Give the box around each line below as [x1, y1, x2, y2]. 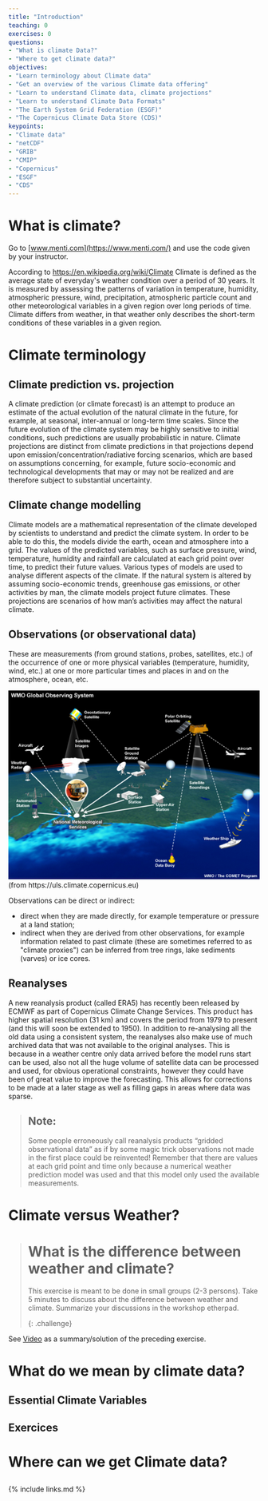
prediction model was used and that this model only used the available [27, 1169, 260, 1179]
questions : [8, 38, 45, 46]
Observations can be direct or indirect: [8, 895, 136, 906]
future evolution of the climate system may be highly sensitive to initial [8, 424, 239, 435]
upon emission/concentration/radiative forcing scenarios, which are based [8, 450, 253, 459]
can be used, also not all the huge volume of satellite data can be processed [8, 1057, 259, 1066]
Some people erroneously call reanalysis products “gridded [27, 1135, 223, 1146]
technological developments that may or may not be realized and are [8, 467, 234, 477]
